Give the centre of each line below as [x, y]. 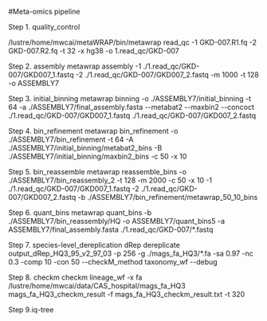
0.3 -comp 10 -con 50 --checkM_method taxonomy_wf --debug [113, 262]
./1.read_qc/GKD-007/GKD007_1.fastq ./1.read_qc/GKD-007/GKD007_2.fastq [132, 115]
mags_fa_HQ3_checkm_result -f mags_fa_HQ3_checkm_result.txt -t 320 [127, 294]
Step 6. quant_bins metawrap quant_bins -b [80, 213]
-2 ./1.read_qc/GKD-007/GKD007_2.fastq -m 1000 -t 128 [167, 74]
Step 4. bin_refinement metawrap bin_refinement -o [93, 131]
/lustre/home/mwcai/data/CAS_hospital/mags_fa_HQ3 [97, 286]
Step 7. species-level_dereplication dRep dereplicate [94, 245]
